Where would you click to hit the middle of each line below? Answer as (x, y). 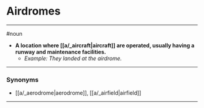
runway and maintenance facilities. (60, 52)
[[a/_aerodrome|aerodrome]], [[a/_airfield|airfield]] (78, 93)
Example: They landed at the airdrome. (73, 58)
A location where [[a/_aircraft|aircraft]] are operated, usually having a (105, 45)
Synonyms (22, 79)
